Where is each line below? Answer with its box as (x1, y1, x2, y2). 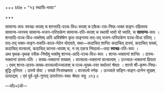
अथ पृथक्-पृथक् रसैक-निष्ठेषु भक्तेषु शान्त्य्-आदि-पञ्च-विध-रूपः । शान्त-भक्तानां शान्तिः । (5, 51, 144, 57)
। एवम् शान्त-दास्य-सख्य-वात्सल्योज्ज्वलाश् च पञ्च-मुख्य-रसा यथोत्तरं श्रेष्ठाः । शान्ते (5, 62, 133, 68)
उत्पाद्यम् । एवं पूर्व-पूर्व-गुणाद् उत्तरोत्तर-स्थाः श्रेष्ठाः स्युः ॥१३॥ (5, 73, 99, 79)
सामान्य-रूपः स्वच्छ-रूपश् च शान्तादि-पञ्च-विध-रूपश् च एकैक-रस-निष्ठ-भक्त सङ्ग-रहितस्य (5, 24, 148, 29)
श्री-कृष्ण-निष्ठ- (134, 62, 158, 68)
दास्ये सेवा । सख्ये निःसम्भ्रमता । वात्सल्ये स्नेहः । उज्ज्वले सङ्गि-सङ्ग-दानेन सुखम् (27, 68, 156, 73)
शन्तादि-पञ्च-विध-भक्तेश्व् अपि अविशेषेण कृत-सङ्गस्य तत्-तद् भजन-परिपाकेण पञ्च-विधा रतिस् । (5, 35, 156, 40)
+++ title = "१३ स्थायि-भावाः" (5, 5, 56, 10)
